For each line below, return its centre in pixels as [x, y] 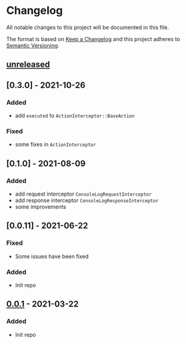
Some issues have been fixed [52, 256]
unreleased [28, 64]
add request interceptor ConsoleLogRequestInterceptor [83, 194]
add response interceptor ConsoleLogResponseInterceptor [87, 200]
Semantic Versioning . [33, 45]
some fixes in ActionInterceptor [55, 144]
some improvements [41, 207]
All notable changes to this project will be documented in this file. [88, 27]
